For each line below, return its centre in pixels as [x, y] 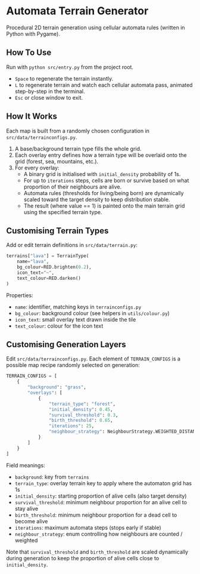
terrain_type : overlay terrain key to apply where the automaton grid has [103, 483]
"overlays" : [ [45, 393]
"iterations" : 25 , [71, 426]
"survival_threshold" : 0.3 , [83, 415]
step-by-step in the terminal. [50, 91]
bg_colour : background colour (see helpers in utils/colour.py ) [92, 313]
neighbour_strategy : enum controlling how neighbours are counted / [99, 534]
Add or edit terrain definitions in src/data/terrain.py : [72, 245]
